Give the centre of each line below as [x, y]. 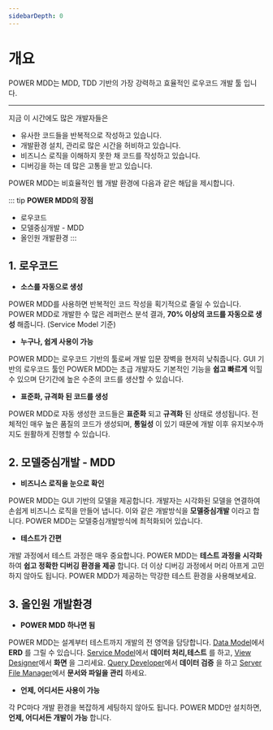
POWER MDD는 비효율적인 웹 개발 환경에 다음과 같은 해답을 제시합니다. [122, 183]
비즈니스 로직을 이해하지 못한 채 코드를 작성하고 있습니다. [110, 155]
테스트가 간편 [41, 538]
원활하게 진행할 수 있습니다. [67, 434]
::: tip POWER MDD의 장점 [51, 200]
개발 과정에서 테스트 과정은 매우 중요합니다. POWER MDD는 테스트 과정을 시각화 [135, 556]
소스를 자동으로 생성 [52, 287]
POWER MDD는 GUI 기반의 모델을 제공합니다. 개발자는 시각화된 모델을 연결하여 [134, 501]
